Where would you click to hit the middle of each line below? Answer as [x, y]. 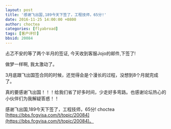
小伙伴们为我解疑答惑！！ [32, 98]
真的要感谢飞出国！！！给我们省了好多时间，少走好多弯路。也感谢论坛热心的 [86, 92]
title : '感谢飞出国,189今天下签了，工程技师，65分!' [56, 15]
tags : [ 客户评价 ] [22, 34]
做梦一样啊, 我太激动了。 [31, 64]
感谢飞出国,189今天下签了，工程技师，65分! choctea [60, 109]
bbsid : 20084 [19, 39]
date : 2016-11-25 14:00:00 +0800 [41, 19]
